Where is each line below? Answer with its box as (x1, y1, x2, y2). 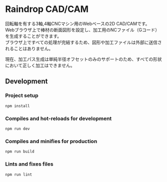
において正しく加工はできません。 (5, 62, 75, 68)
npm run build (5, 149, 35, 154)
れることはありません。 (5, 45, 53, 51)
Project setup (5, 92, 38, 99)
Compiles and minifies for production (5, 138, 97, 145)
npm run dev (5, 126, 30, 131)
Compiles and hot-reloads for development (5, 115, 112, 122)
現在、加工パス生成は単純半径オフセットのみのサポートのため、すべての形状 (5, 56, 162, 62)
